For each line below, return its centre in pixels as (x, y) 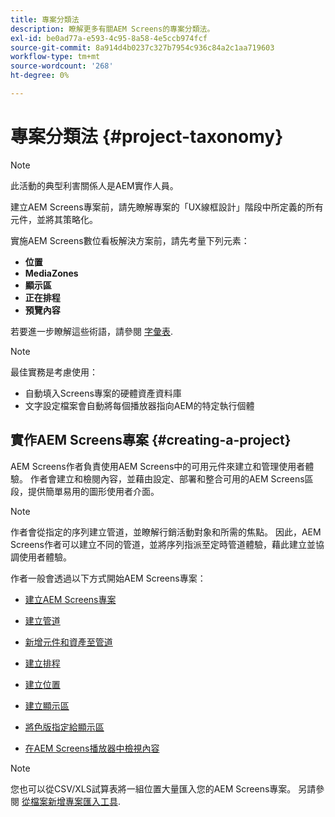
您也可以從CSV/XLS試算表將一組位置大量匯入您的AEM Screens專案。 (153, 788)
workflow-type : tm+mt (55, 57)
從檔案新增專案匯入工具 (69, 801)
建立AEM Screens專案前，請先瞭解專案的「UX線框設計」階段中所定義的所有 (167, 207)
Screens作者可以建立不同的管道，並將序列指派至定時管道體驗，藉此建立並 (163, 544)
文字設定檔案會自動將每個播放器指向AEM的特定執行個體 (139, 405)
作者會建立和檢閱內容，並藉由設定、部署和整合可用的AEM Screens (167, 478)
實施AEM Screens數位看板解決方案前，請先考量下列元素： (130, 240)
